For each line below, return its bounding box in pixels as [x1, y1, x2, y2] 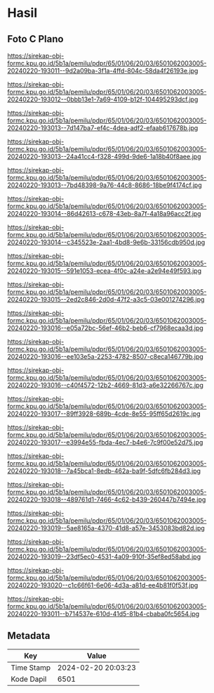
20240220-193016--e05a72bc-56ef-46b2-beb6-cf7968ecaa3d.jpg [7, 324, 203, 332]
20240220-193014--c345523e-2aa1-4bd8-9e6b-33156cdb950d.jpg [7, 238, 206, 246]
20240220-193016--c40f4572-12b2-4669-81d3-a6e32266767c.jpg [7, 381, 203, 389]
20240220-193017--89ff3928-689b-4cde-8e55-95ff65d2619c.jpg [7, 409, 201, 418]
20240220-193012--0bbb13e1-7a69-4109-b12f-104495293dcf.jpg [7, 95, 199, 103]
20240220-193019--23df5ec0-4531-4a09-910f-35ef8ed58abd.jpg [7, 552, 201, 561]
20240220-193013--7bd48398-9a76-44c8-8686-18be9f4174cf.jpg [7, 181, 202, 189]
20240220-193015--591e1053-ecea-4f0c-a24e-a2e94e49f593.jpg [7, 267, 202, 275]
